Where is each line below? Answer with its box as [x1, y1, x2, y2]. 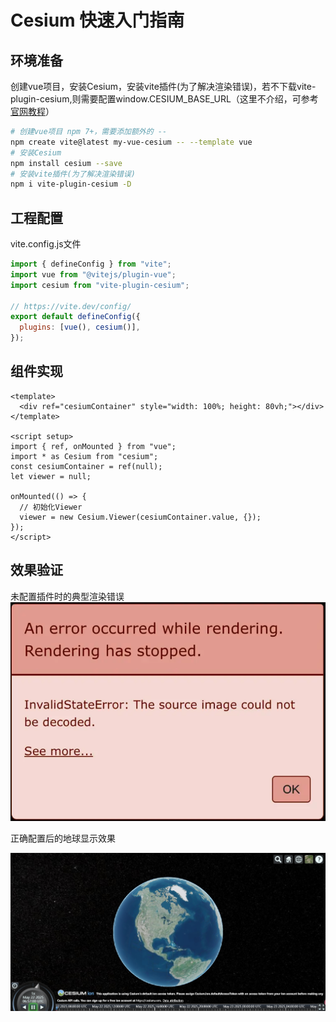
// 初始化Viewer [19, 502, 83, 512]
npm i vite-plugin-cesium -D [10, 179, 132, 190]
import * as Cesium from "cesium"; [10, 451, 159, 461]
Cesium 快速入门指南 [10, 9, 185, 32]
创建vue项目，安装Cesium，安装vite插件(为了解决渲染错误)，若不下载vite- [10, 81, 317, 92]
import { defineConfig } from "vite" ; [10, 259, 172, 270]
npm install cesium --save [10, 158, 123, 168]
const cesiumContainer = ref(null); [10, 461, 163, 471]
